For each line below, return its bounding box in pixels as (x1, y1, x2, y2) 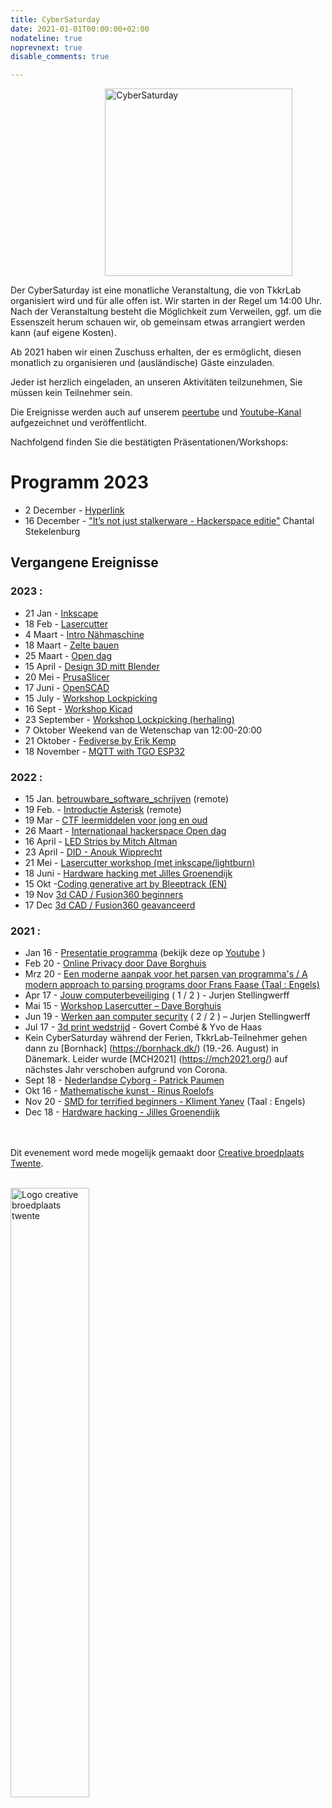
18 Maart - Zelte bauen (24, 639, 120, 651)
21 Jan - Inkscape (24, 607, 99, 619)
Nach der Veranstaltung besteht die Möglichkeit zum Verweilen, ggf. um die (10, 306, 322, 318)
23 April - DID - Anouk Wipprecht (24, 846, 163, 858)
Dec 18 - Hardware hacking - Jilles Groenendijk (24, 1106, 220, 1118)
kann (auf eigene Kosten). (10, 327, 117, 339)
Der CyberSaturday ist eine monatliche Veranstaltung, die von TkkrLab (10, 284, 302, 296)
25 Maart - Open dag (24, 649, 113, 661)
